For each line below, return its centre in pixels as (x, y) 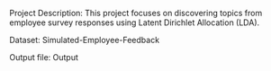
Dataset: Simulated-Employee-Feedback (85, 40)
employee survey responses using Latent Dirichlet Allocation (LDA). (135, 22)
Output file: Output (44, 57)
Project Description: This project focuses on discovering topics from (136, 13)
